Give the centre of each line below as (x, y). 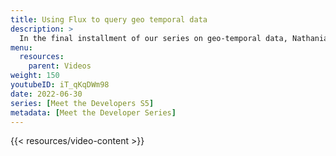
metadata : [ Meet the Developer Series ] (93, 112)
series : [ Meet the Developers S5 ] (82, 103)
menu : (21, 47)
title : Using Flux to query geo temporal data (109, 19)
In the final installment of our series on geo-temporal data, (153, 38)
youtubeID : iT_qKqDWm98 (60, 85)
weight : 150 (35, 76)
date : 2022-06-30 (46, 94)
